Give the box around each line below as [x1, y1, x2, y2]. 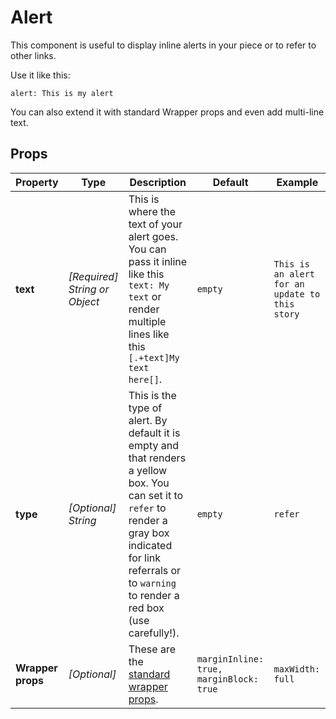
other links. [10, 49, 57, 61]
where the [128, 204, 177, 218]
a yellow [128, 463, 168, 477]
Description [129, 175, 187, 189]
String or [68, 282, 110, 296]
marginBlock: [196, 673, 259, 685]
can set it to [128, 488, 184, 502]
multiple [128, 314, 167, 328]
